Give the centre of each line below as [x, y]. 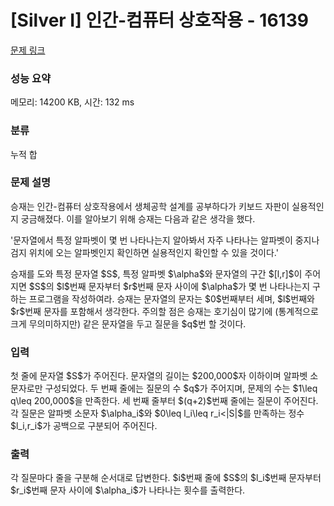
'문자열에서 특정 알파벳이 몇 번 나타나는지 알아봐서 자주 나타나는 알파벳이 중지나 [165, 240]
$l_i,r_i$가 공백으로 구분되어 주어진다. [84, 426]
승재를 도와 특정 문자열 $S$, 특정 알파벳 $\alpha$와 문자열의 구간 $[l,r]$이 [156, 273]
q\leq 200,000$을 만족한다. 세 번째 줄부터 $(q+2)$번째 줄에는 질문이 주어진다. [164, 401]
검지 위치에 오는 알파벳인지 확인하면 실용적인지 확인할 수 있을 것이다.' [144, 252]
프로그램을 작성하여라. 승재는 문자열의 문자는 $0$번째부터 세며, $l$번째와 [171, 298]
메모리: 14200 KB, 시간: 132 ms [72, 102]
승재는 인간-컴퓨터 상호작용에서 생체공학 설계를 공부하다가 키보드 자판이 [150, 206]
